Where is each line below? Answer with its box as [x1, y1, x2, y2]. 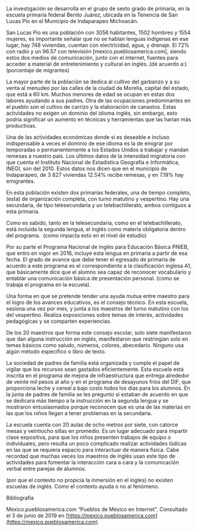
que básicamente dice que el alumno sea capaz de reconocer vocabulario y [6, 268, 191, 276]
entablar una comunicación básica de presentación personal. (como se [6, 275, 179, 281]
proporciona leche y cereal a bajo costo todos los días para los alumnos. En [6, 384, 190, 391]
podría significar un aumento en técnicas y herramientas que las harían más [6, 116, 191, 123]
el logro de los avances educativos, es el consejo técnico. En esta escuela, [6, 299, 188, 306]
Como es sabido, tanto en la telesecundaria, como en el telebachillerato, [6, 219, 182, 226]
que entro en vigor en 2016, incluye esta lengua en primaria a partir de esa [6, 250, 188, 257]
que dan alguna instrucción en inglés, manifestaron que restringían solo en [6, 335, 188, 342]
